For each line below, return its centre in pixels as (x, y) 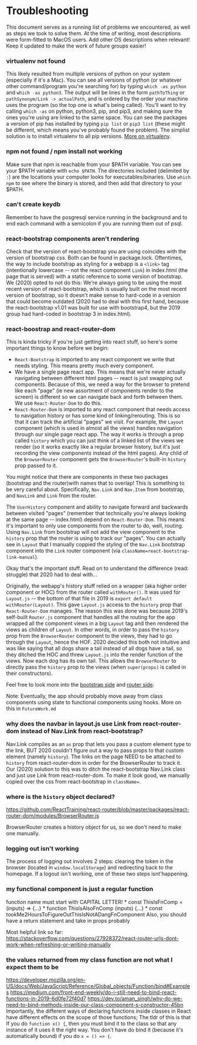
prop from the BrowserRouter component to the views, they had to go (89, 636)
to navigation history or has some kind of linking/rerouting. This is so (97, 416)
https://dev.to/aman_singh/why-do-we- (135, 998)
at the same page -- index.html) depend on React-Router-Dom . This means (95, 520)
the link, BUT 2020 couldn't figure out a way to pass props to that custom (95, 750)
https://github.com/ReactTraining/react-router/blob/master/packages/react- (98, 809)
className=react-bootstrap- (156, 551)
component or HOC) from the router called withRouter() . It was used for (93, 592)
